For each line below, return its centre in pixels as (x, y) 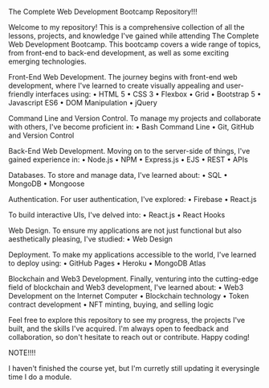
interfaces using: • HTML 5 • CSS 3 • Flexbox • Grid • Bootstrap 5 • (149, 94)
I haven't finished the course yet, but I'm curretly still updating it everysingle (134, 368)
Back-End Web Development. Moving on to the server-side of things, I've (129, 151)
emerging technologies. (47, 61)
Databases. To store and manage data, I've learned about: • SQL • (118, 175)
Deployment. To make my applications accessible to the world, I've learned (132, 254)
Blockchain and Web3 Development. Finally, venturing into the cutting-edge (133, 279)
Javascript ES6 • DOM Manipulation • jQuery (83, 103)
